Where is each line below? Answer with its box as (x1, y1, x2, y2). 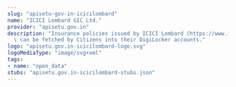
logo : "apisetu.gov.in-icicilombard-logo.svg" (7, 43, 146, 50)
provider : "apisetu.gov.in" (7, 23, 90, 30)
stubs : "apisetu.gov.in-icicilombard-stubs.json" (7, 69, 156, 76)
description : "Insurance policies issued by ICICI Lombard (7, 29, 184, 37)
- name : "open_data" (7, 62, 68, 69)
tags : (7, 56, 23, 63)
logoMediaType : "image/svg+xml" (7, 50, 102, 57)
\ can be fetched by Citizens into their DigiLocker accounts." (13, 36, 206, 43)
